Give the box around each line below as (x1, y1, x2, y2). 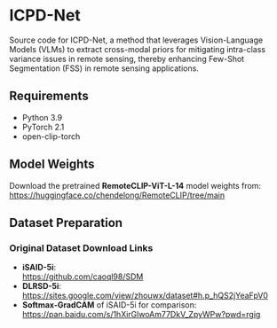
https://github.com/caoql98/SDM (21, 271, 144, 282)
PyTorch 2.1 (21, 121, 65, 132)
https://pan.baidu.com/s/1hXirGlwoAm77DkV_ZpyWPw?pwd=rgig (21, 309, 261, 320)
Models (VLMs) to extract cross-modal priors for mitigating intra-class (9, 43, 266, 54)
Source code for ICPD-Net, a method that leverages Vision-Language (9, 35, 264, 45)
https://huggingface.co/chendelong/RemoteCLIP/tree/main (9, 190, 225, 200)
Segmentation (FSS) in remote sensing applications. (9, 63, 200, 74)
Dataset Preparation (9, 215, 123, 230)
